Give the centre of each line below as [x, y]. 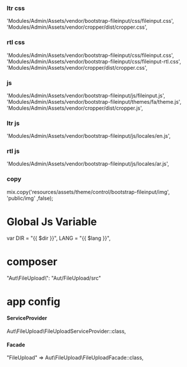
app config [33, 302]
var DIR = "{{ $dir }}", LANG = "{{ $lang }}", [59, 238]
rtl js [13, 151]
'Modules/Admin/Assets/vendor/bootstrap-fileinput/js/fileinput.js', [86, 96]
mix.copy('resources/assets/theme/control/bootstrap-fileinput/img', [88, 192]
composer [32, 261]
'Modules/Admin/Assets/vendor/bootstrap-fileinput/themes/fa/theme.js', [94, 101]
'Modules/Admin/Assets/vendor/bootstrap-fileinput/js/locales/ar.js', [88, 164]
